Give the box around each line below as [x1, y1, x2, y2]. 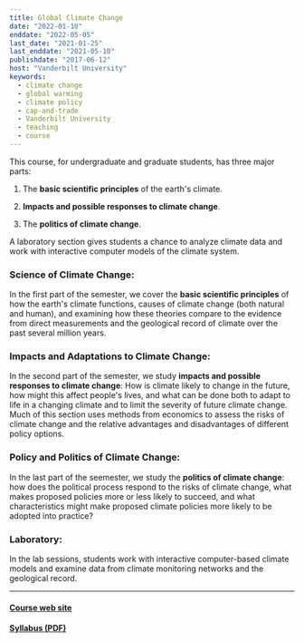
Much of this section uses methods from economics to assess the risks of [9, 409, 285, 420]
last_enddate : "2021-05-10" [9, 47, 116, 56]
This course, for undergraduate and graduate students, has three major [9, 156, 275, 167]
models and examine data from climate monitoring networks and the [9, 563, 264, 574]
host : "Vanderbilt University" [9, 64, 128, 73]
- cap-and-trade [17, 106, 79, 115]
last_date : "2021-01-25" [9, 38, 103, 48]
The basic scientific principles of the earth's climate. [22, 183, 223, 194]
